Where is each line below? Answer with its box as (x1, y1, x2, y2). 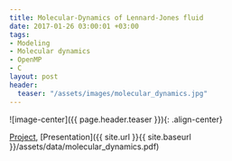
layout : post (9, 72, 59, 81)
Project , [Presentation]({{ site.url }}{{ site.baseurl (9, 131, 191, 142)
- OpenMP (9, 55, 42, 64)
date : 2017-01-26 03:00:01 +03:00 (9, 22, 140, 31)
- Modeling (9, 38, 51, 48)
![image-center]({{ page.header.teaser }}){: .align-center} (9, 114, 223, 125)
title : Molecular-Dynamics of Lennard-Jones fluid (9, 13, 204, 23)
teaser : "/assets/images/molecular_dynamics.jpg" (17, 89, 208, 98)
